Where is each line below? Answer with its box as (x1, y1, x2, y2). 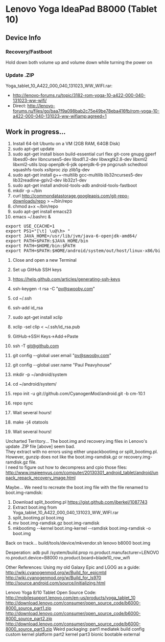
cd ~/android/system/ (12, 381, 57, 387)
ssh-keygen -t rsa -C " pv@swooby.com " (12, 285, 95, 291)
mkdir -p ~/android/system (12, 371, 68, 377)
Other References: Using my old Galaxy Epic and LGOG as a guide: (5, 564, 141, 570)
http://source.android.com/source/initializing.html (5, 580, 106, 586)
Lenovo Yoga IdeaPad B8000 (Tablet (5, 3, 157, 15)
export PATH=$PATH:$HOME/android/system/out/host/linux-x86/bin (5, 247, 164, 253)
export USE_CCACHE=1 (5, 223, 55, 229)
